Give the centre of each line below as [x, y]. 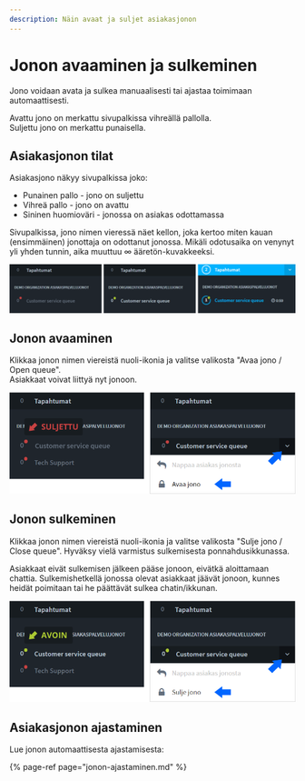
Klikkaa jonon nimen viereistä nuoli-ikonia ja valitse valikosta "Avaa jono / [146, 360]
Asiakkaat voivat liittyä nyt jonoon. [74, 380]
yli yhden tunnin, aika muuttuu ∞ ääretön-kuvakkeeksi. [112, 252]
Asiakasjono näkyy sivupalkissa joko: [79, 178]
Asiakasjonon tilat [61, 156]
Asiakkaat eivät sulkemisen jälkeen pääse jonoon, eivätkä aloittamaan [139, 568]
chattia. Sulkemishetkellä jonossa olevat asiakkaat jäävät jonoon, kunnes [145, 578]
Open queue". [35, 370]
